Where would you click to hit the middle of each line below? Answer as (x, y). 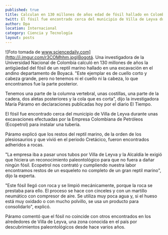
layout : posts (20, 38)
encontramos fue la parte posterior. (42, 83)
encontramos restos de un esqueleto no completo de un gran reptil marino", (83, 170)
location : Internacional (31, 28)
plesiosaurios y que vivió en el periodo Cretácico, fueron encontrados (77, 139)
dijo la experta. (20, 175)
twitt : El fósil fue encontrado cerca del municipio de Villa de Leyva (81, 19)
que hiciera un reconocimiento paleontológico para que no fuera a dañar (80, 159)
